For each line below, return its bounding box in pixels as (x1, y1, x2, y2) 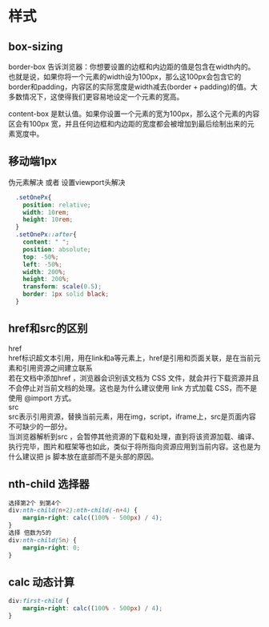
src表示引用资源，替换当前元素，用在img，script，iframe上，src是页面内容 (8, 412, 256, 421)
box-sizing (8, 39, 63, 53)
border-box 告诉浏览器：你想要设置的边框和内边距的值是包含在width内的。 (8, 62, 255, 71)
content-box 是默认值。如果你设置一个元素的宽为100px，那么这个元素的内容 (8, 109, 260, 119)
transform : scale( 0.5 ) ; (22, 283, 102, 291)
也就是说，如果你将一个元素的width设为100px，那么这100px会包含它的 (8, 72, 242, 81)
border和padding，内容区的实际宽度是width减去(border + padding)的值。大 (8, 82, 258, 91)
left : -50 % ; (22, 260, 62, 268)
